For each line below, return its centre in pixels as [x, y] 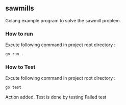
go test [14, 87]
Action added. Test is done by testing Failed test [56, 97]
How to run [19, 33]
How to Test [20, 67]
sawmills [20, 8]
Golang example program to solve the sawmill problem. [63, 20]
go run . [15, 54]
